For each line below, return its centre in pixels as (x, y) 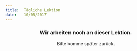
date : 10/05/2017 (26, 15)
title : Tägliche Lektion (33, 10)
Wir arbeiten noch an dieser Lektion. (86, 33)
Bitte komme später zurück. (86, 43)
